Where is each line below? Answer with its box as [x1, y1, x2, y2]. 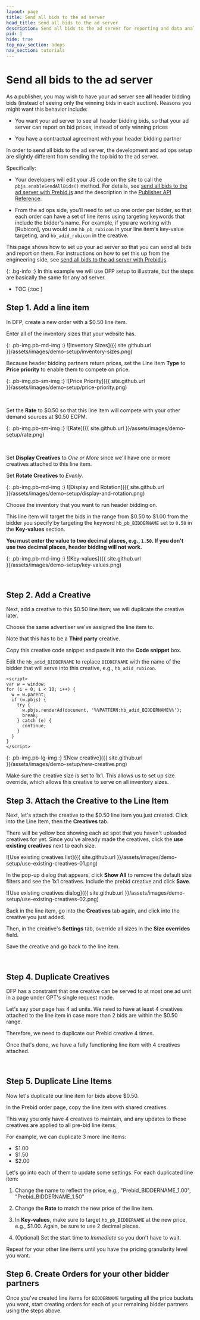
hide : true [6, 36, 33, 42]
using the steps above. [6, 1307, 62, 1314]
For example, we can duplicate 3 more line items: [6, 1133, 127, 1140]
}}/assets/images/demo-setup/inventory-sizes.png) [6, 348, 133, 355]
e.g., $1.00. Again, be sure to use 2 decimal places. [14, 1222, 140, 1229]
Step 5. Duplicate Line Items [6, 1076, 112, 1086]
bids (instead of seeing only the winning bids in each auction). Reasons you [6, 99, 192, 106]
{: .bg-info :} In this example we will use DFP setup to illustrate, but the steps [6, 267, 194, 275]
